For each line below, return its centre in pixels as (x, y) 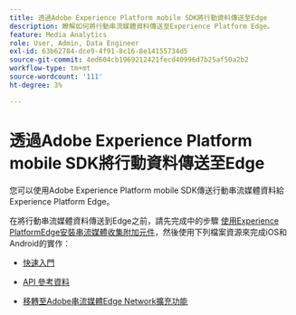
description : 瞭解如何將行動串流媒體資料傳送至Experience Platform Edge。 (142, 26)
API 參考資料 (46, 282)
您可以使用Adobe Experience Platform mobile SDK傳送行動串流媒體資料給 (147, 190)
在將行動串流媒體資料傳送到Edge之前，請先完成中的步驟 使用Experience (144, 220)
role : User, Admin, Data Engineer (75, 43)
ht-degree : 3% (36, 85)
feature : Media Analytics (58, 34)
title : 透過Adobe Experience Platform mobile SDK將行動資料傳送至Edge (138, 18)
